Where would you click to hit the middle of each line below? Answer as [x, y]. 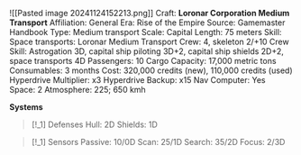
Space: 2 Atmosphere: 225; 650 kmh [78, 90]
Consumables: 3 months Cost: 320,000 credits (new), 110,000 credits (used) [151, 70]
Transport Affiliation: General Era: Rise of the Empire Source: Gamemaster [147, 23]
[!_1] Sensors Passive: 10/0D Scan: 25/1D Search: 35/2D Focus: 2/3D [158, 142]
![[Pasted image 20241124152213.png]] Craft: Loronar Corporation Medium [150, 13]
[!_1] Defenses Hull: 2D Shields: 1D [94, 124]
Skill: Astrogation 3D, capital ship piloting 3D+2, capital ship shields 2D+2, [146, 51]
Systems [26, 107]
